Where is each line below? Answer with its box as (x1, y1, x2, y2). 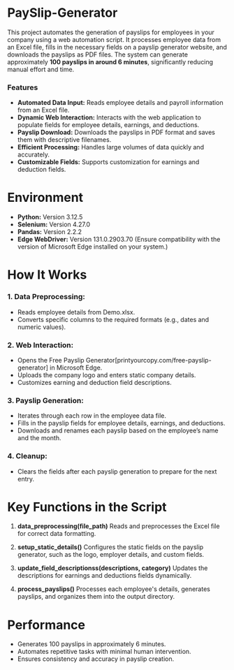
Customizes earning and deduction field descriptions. (17, 378, 173, 386)
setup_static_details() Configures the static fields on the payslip (17, 543, 204, 551)
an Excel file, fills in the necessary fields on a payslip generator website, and (7, 43, 227, 51)
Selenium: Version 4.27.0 (17, 220, 91, 228)
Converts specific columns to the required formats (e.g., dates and (17, 315, 210, 323)
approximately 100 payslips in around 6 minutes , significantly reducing (7, 57, 214, 66)
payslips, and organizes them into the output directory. (17, 592, 175, 601)
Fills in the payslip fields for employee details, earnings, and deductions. (17, 419, 226, 428)
